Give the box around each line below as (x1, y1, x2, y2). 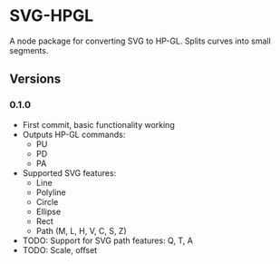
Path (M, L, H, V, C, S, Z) (35, 225, 127, 236)
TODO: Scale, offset (22, 244, 98, 255)
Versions (9, 72, 62, 87)
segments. (9, 44, 49, 55)
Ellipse (35, 206, 62, 217)
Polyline (35, 187, 66, 198)
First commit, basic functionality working (22, 119, 175, 130)
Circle (35, 196, 59, 207)
